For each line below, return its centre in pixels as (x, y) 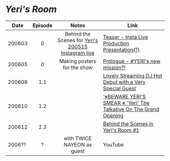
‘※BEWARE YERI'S (124, 96)
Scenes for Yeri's (78, 40)
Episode (42, 25)
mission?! (114, 67)
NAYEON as (78, 144)
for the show (78, 67)
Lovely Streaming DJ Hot (133, 75)
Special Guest (120, 88)
